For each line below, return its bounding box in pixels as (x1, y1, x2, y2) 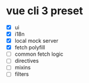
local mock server (14, 37, 59, 44)
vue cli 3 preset (6, 4, 84, 18)
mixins (14, 64, 31, 71)
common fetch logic (14, 50, 64, 58)
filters (14, 71, 29, 78)
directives (14, 58, 39, 65)
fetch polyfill (14, 44, 45, 51)
